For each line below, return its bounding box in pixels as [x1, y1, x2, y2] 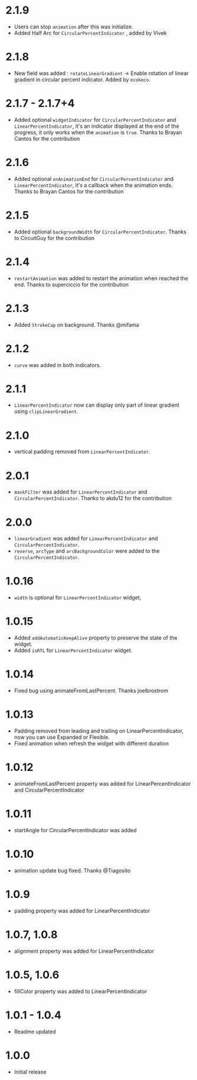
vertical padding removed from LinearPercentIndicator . [14, 448, 151, 455]
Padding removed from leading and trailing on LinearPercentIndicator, [14, 728, 184, 734]
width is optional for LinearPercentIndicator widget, [14, 594, 142, 601]
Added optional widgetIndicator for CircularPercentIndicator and [14, 116, 176, 123]
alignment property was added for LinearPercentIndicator [14, 947, 155, 955]
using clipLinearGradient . [14, 408, 78, 415]
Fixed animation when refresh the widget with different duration [14, 740, 169, 747]
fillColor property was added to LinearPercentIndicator [14, 988, 147, 995]
